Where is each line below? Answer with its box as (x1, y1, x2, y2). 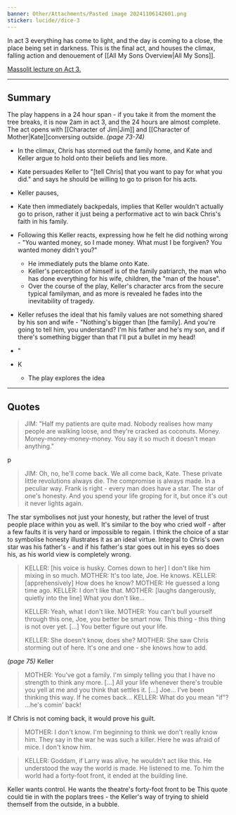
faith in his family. (17, 217, 69, 226)
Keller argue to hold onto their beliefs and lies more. (17, 154, 167, 163)
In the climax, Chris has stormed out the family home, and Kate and (17, 146, 213, 155)
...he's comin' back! (24, 701, 82, 709)
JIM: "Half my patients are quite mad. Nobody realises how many (24, 419, 213, 428)
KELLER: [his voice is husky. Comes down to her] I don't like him (24, 564, 211, 572)
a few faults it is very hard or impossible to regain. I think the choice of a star (7, 528, 229, 536)
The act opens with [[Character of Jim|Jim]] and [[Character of (7, 125, 190, 134)
